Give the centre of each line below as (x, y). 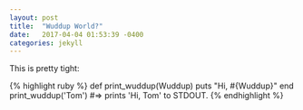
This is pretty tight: (44, 69)
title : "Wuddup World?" (56, 26)
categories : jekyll (46, 43)
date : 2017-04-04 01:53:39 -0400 (77, 34)
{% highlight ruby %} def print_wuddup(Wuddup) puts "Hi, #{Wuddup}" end (152, 86)
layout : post (34, 18)
